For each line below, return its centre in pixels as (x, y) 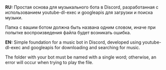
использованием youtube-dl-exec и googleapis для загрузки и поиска (79, 12)
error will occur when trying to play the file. (49, 62)
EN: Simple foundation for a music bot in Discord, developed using (73, 42)
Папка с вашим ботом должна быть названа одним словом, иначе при (80, 27)
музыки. (14, 18)
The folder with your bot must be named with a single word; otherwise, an (81, 57)
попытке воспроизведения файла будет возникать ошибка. (68, 33)
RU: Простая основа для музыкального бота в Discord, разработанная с (82, 7)
